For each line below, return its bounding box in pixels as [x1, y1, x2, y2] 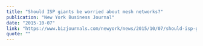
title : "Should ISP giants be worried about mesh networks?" [6, 8, 164, 15]
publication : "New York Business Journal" [6, 14, 115, 20]
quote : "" [6, 31, 31, 37]
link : [6, 25, 20, 32]
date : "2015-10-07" [6, 20, 56, 26]
